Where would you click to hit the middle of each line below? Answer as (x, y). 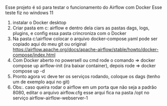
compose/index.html (34, 55)
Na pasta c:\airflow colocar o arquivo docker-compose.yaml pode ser (85, 39)
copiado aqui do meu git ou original (50, 44)
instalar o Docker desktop (39, 23)
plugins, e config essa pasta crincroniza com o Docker (69, 33)
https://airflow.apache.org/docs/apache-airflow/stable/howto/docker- (86, 49)
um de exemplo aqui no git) (41, 82)
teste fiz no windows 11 (29, 13)
